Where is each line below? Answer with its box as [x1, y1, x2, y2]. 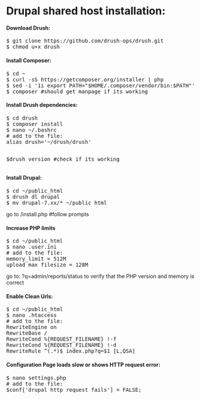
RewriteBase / [6, 330, 48, 337]
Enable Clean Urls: [6, 293, 53, 300]
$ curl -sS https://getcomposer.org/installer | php [6, 76, 164, 83]
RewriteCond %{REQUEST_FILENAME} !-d [6, 342, 117, 349]
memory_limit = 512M [6, 256, 67, 262]
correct [6, 279, 24, 286]
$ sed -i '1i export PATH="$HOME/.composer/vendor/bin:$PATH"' [6, 82, 195, 89]
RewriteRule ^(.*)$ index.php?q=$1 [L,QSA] [6, 348, 136, 355]
